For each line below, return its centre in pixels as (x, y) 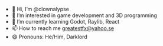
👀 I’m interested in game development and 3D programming (84, 15)
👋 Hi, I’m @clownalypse (40, 9)
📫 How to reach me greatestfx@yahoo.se (63, 28)
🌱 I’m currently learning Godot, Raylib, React (66, 22)
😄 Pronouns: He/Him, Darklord (49, 37)
